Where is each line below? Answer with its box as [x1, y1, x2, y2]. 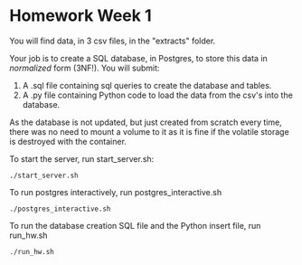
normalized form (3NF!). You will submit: [9, 62, 160, 73]
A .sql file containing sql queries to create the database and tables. [22, 80, 272, 90]
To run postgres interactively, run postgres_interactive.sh [9, 186, 222, 197]
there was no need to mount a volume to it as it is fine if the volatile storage [9, 126, 289, 137]
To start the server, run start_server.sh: [9, 153, 155, 164]
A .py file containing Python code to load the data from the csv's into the [22, 90, 294, 100]
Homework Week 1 [9, 5, 152, 26]
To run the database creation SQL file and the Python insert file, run [9, 220, 261, 231]
